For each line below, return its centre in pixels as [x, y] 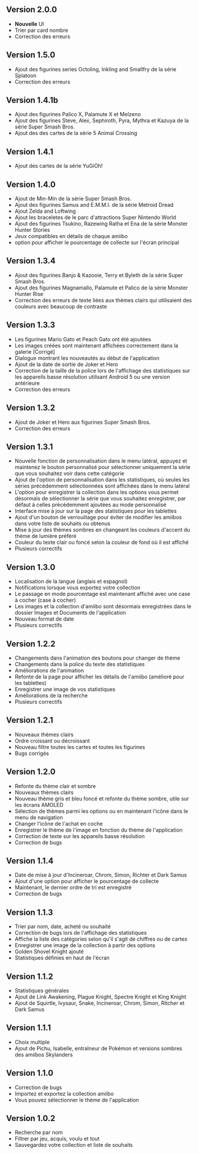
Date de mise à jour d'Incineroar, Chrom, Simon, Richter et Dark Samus [101, 875]
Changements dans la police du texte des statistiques [80, 664]
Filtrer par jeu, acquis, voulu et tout [57, 1139]
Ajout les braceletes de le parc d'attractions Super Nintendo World [95, 217]
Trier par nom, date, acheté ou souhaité [62, 927]
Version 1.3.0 [31, 567]
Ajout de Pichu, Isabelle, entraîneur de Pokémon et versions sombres [98, 1048]
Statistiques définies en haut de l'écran [62, 958]
